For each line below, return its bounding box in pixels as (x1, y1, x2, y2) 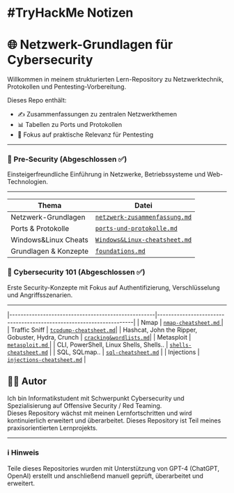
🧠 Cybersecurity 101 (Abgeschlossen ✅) (7, 267, 146, 277)
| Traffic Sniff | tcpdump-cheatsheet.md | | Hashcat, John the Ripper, (7, 326, 198, 334)
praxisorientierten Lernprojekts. (7, 423, 98, 432)
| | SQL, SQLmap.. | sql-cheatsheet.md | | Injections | (49, 347, 200, 356)
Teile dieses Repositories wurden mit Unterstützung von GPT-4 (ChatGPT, (7, 464, 219, 472)
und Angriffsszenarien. (7, 291, 73, 299)
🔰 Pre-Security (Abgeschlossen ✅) (7, 155, 127, 165)
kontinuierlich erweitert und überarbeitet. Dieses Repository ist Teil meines (7, 416, 221, 425)
